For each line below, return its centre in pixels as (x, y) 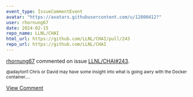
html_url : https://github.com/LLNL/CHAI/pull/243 (68, 39)
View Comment (25, 88)
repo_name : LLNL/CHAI (33, 34)
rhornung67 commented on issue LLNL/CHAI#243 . (68, 61)
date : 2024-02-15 (27, 28)
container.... (18, 77)
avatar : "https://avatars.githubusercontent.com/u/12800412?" (84, 17)
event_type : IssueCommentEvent (44, 11)
